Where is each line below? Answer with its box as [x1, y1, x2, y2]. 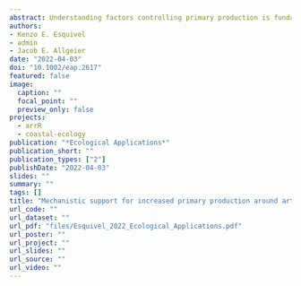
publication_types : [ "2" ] [9, 154, 106, 164]
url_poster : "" [9, 230, 66, 238]
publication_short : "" [9, 146, 94, 155]
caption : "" [17, 88, 63, 97]
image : [9, 80, 34, 89]
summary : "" [9, 180, 54, 189]
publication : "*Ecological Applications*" [9, 138, 170, 147]
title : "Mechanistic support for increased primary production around [9, 196, 279, 206]
